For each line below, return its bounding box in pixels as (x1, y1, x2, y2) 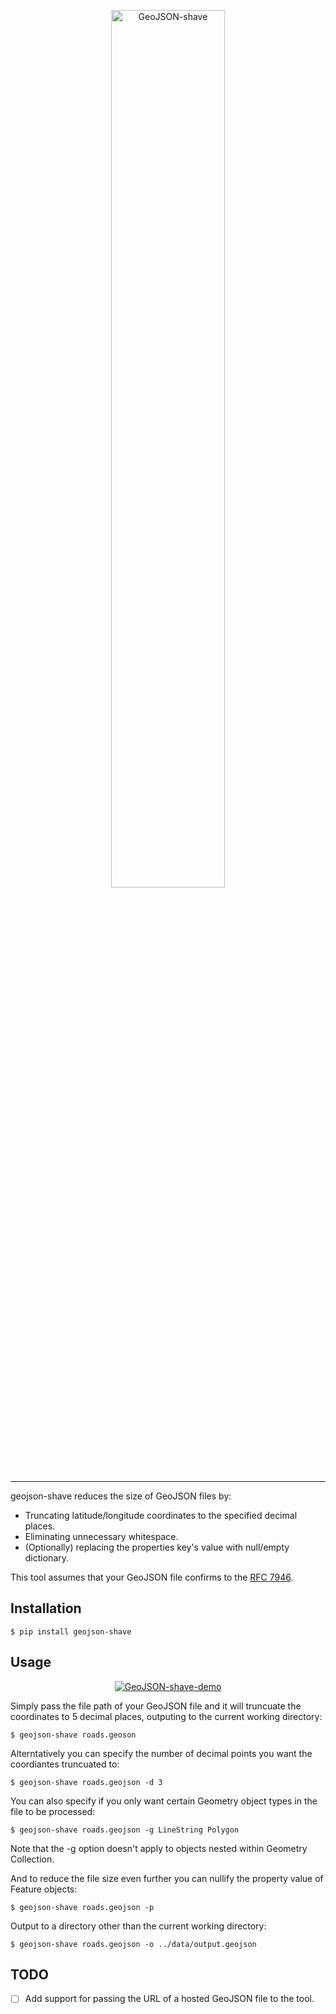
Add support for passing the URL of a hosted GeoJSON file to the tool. (24, 1993, 315, 2005)
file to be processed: (10, 1805, 96, 1817)
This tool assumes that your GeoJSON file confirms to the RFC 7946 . (10, 1571, 294, 1583)
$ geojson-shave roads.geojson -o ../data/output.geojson (10, 1939, 257, 1949)
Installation (10, 1600, 82, 1617)
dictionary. (24, 1552, 70, 1564)
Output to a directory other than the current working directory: (10, 1920, 267, 1932)
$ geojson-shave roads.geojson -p (10, 1902, 155, 1912)
